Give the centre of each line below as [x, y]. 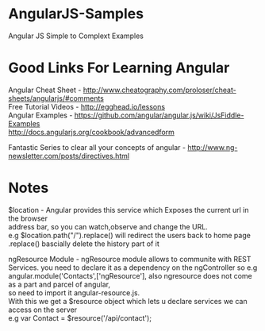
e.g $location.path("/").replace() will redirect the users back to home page [130, 235]
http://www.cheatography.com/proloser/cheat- [159, 90]
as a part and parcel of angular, [60, 284]
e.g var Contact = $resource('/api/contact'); [80, 318]
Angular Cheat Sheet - [45, 90]
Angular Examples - [40, 115]
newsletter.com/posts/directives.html [69, 156]
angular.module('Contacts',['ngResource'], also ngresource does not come [130, 275]
